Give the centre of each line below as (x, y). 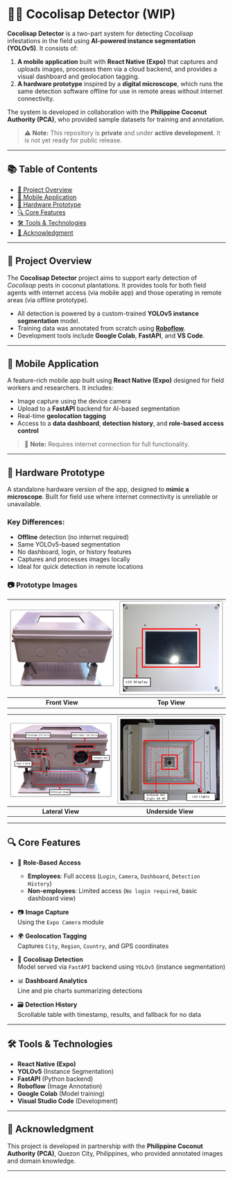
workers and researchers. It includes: (60, 388)
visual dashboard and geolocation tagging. (78, 76)
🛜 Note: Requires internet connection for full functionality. (106, 445)
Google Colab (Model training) (61, 1093)
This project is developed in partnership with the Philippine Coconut (105, 1146)
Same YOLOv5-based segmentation (69, 545)
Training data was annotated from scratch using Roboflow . (101, 328)
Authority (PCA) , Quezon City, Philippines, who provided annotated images (115, 1153)
